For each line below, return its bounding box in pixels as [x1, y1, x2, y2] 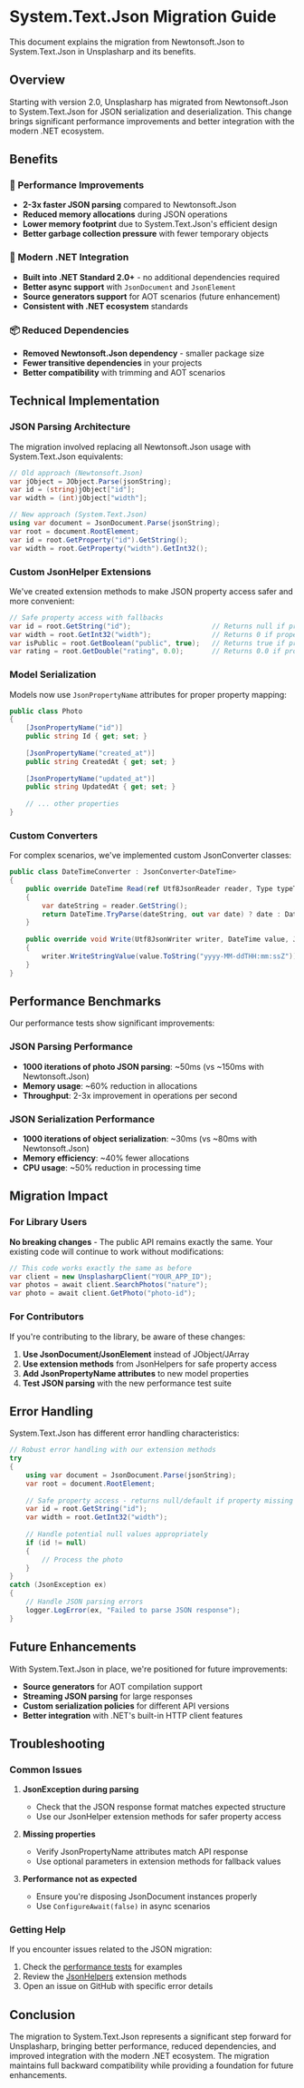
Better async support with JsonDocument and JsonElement [22, 281, 237, 292]
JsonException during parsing [22, 1784, 139, 1795]
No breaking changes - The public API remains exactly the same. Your [9, 1236, 273, 1247]
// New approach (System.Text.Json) [9, 510, 147, 519]
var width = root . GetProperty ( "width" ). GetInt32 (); [9, 544, 208, 553]
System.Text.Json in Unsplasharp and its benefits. [9, 45, 196, 56]
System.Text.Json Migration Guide [9, 6, 277, 27]
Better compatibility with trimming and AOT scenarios [22, 368, 226, 378]
